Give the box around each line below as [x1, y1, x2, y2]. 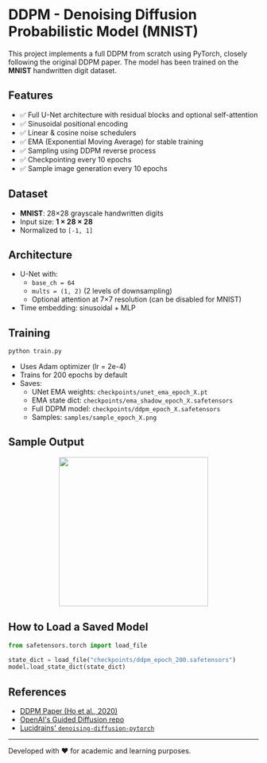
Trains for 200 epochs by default [19, 370, 128, 380]
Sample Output [8, 435, 85, 449]
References [8, 685, 67, 699]
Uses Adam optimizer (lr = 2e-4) [19, 362, 127, 372]
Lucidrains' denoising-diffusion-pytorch [19, 723, 155, 733]
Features [8, 89, 53, 103]
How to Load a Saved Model [8, 621, 149, 634]
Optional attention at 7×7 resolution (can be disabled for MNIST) [31, 294, 242, 304]
